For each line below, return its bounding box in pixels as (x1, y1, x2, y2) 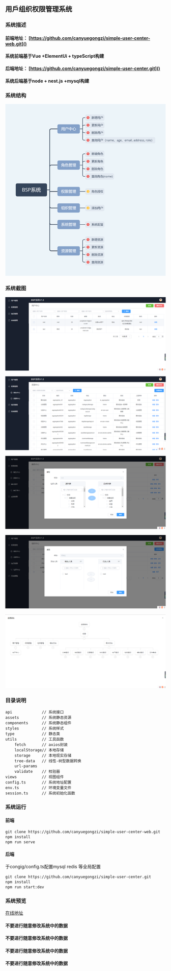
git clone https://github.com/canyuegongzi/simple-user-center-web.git (5, 830, 160, 835)
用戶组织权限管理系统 (5, 5, 72, 14)
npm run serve (5, 840, 36, 845)
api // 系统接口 (5, 709, 64, 715)
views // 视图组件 (5, 774, 64, 780)
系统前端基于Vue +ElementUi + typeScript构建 (5, 53, 104, 59)
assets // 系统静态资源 (5, 715, 72, 720)
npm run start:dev (5, 884, 44, 890)
